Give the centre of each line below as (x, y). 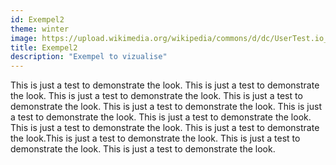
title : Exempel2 (44, 47)
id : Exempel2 (37, 19)
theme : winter (40, 29)
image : (24, 38)
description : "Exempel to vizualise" (89, 57)
